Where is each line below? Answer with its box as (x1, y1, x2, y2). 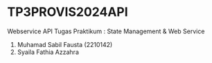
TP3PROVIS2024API (7, 4, 128, 20)
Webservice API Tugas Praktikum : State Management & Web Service (7, 27, 205, 35)
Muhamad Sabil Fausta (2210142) (17, 40, 113, 48)
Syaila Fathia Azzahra (17, 48, 80, 56)
